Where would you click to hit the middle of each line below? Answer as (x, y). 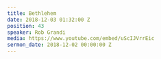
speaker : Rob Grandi (37, 32)
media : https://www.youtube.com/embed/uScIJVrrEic (81, 39)
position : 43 (26, 26)
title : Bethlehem (32, 13)
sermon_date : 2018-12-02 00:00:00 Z (59, 45)
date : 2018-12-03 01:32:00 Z (49, 20)
